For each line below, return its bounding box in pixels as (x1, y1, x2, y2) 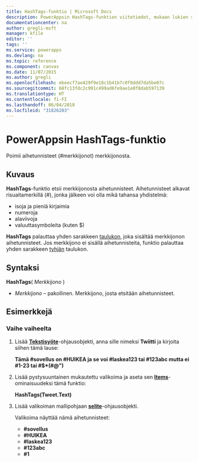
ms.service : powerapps (6, 47, 62, 53)
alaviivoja (14, 215, 38, 222)
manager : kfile (6, 31, 44, 37)
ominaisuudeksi (14, 379, 53, 386)
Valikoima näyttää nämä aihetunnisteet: (14, 414, 110, 421)
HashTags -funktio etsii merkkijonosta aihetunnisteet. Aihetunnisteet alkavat (6, 185, 190, 192)
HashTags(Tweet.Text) (14, 391, 72, 398)
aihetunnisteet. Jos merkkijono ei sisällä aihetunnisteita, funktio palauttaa (6, 240, 184, 247)
